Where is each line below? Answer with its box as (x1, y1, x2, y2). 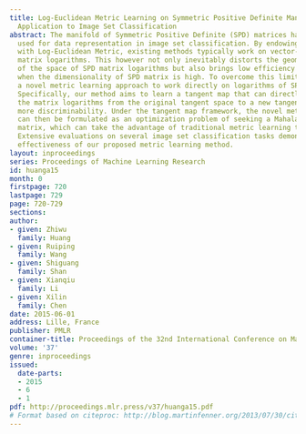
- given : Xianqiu (9, 276, 76, 285)
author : (9, 216, 39, 226)
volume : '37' (9, 343, 59, 352)
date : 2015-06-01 (9, 309, 76, 318)
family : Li (17, 284, 59, 293)
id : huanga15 (9, 166, 59, 175)
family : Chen (17, 301, 67, 310)
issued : (9, 360, 39, 369)
